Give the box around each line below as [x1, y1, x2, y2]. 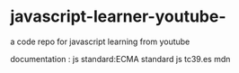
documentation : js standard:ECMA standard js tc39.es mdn [10, 53, 231, 64]
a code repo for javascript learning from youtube [10, 36, 190, 47]
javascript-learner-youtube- [10, 6, 227, 27]
